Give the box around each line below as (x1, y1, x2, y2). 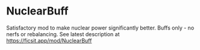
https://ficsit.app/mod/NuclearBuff (6, 37, 92, 44)
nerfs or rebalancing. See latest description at (6, 30, 120, 37)
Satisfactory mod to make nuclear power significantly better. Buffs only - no (6, 24, 195, 31)
